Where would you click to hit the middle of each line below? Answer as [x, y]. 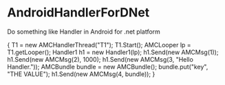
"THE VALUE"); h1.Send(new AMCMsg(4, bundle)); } [81, 74]
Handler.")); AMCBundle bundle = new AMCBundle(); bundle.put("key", [108, 66]
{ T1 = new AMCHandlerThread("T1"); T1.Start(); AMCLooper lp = [99, 45]
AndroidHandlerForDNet [78, 13]
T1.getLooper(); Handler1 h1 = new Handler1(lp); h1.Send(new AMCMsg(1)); [113, 52]
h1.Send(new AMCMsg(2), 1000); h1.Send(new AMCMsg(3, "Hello [100, 59]
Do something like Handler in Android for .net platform [84, 32]
